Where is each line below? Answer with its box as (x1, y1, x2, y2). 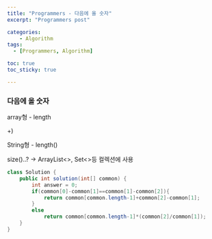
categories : (7, 29, 41, 36)
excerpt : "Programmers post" (7, 16, 90, 23)
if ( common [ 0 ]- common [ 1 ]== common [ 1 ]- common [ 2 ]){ (31, 188, 170, 195)
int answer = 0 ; (31, 182, 78, 188)
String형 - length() (7, 141, 58, 149)
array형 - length (7, 113, 51, 122)
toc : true (7, 60, 36, 67)
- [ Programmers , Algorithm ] (13, 48, 94, 55)
